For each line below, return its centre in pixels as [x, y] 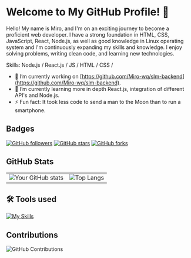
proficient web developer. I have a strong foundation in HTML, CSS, [88, 34]
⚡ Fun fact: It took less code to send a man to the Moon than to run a [98, 102]
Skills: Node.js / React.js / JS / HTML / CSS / [60, 65]
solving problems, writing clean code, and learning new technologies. [90, 53]
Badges [20, 129]
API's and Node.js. [37, 95]
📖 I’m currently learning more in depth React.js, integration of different [99, 89]
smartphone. [30, 110]
